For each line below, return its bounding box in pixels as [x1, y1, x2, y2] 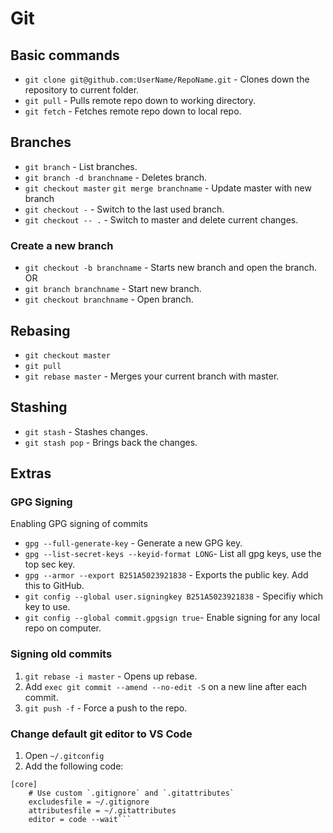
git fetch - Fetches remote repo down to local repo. [24, 105, 242, 117]
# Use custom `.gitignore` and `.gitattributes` [28, 788, 235, 799]
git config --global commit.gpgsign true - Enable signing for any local [24, 612, 321, 624]
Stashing [10, 399, 68, 416]
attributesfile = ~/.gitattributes [28, 806, 177, 816]
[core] [10, 780, 38, 790]
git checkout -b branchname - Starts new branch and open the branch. [24, 262, 317, 274]
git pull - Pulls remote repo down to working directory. [24, 95, 257, 106]
